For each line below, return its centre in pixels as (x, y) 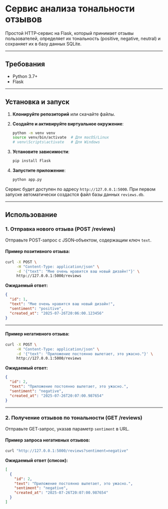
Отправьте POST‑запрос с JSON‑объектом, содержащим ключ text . (78, 240)
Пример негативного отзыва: (37, 334)
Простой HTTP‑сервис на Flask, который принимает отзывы (69, 33)
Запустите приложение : (39, 170)
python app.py (27, 180)
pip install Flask (31, 161)
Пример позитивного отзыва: (38, 251)
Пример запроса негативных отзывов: (48, 440)
